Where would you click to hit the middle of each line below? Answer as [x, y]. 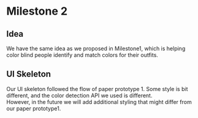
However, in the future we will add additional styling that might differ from [99, 101]
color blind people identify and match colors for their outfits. [82, 55]
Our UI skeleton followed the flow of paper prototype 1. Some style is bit [97, 89]
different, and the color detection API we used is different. [79, 95]
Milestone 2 [37, 11]
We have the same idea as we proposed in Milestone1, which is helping [96, 48]
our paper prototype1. [34, 108]
